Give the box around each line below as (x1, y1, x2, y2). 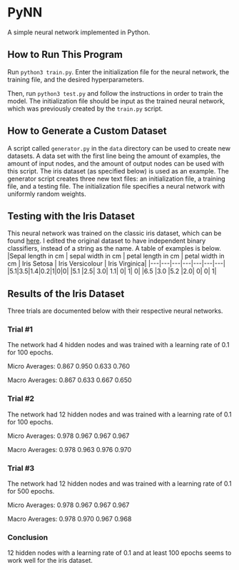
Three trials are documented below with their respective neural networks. (7, 306, 223, 315)
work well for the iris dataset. (7, 556, 93, 565)
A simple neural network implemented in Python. (7, 28, 151, 36)
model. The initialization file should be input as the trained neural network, (7, 96, 225, 105)
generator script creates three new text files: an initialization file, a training (7, 174, 226, 183)
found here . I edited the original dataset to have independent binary (7, 236, 206, 245)
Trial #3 (7, 463, 35, 473)
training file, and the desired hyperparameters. (7, 75, 145, 84)
